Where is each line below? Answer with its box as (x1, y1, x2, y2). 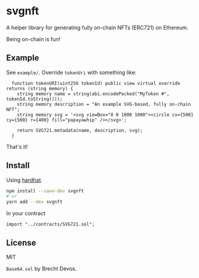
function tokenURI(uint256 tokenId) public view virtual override (11, 80, 180, 86)
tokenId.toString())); (6, 96, 63, 102)
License (6, 237, 36, 248)
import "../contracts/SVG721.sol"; (6, 221, 95, 228)
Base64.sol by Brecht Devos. (6, 265, 77, 272)
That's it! (6, 143, 28, 150)
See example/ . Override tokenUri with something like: (6, 69, 137, 76)
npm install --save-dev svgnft (6, 188, 84, 194)
